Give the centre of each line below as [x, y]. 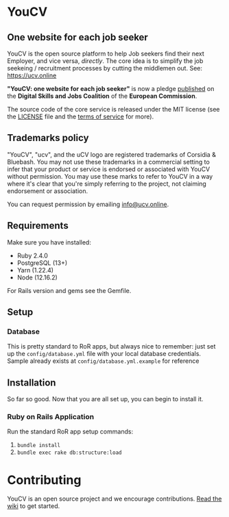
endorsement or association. [47, 191]
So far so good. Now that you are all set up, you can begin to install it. [105, 399]
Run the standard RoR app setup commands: [70, 431]
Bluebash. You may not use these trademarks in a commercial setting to [109, 162]
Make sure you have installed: [49, 242]
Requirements [38, 226]
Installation [32, 382]
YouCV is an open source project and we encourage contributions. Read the [114, 499]
